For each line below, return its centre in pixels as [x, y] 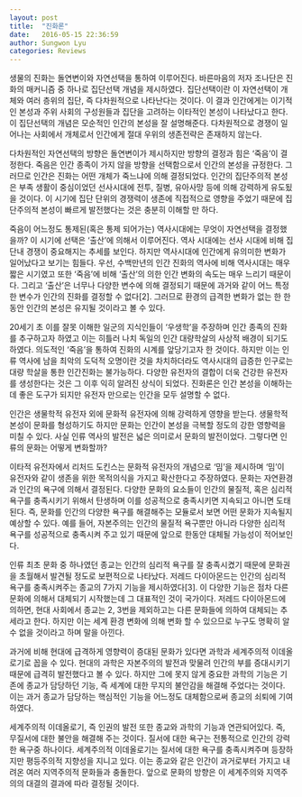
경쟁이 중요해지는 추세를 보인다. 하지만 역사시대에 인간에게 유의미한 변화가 [156, 252]
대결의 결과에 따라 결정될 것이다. [82, 783]
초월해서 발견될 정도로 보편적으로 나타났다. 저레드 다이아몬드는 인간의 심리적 [152, 576]
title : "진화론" [39, 26]
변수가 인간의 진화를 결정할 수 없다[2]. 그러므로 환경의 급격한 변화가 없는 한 [150, 297]
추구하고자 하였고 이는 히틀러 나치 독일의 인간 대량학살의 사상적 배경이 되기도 [153, 338]
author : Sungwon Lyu [48, 43]
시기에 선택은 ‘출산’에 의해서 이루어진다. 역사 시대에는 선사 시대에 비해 [161, 241]
